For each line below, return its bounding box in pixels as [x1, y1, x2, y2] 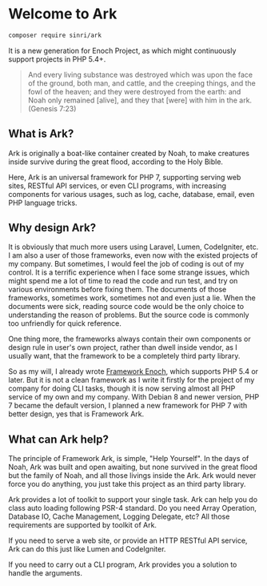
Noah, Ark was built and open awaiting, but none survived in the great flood [8, 462, 258, 472]
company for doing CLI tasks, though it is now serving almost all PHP [8, 383, 236, 393]
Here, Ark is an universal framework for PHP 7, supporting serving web [8, 172, 241, 182]
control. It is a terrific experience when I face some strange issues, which [8, 267, 250, 277]
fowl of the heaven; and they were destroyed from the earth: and [27, 86, 241, 96]
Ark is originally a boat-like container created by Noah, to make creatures [8, 148, 250, 158]
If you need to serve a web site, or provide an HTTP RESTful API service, [8, 536, 248, 545]
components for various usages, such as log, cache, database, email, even [8, 189, 255, 199]
